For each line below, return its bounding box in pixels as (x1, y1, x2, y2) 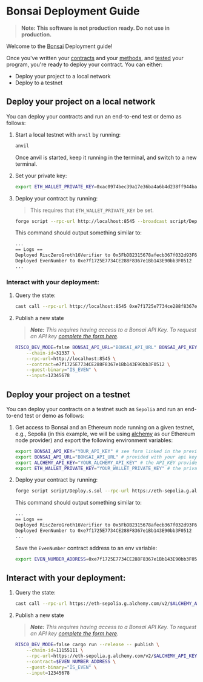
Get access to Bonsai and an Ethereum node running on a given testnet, (15, 423, 195, 431)
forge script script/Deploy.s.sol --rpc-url (15, 488, 130, 494)
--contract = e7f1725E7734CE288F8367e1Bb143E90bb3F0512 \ (26, 361, 170, 367)
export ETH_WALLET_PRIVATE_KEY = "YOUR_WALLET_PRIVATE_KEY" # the (15, 465, 181, 471)
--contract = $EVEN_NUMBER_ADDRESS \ (26, 658, 116, 664)
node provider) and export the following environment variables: (15, 436, 173, 444)
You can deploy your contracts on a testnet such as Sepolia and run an (6, 405, 184, 412)
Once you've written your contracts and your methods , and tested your (6, 54, 184, 61)
